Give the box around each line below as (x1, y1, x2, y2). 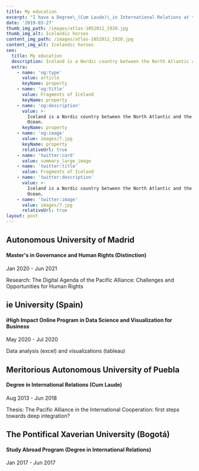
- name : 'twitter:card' (17, 152, 76, 158)
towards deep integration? (6, 412, 70, 419)
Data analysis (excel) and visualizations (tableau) (6, 347, 126, 355)
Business (6, 323, 30, 330)
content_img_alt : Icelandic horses (6, 42, 94, 48)
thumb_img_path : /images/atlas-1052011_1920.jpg (6, 25, 129, 31)
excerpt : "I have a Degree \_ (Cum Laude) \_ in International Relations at (6, 14, 190, 20)
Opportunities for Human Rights (6, 283, 84, 290)
